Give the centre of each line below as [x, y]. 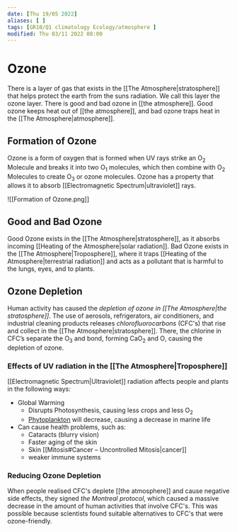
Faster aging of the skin [63, 442]
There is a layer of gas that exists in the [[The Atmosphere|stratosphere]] [114, 89]
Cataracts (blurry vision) [64, 434]
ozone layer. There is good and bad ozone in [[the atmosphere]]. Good [110, 104]
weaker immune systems [64, 457]
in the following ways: [39, 389]
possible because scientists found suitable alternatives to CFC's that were [115, 514]
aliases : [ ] [27, 21]
